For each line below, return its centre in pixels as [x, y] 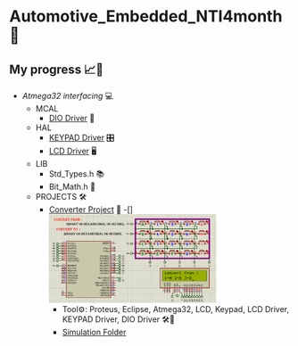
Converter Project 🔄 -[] [91, 210]
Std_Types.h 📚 [77, 174]
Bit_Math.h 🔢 [72, 186]
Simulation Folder [94, 333]
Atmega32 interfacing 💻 [68, 96]
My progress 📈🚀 [57, 69]
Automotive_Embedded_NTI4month [146, 16]
